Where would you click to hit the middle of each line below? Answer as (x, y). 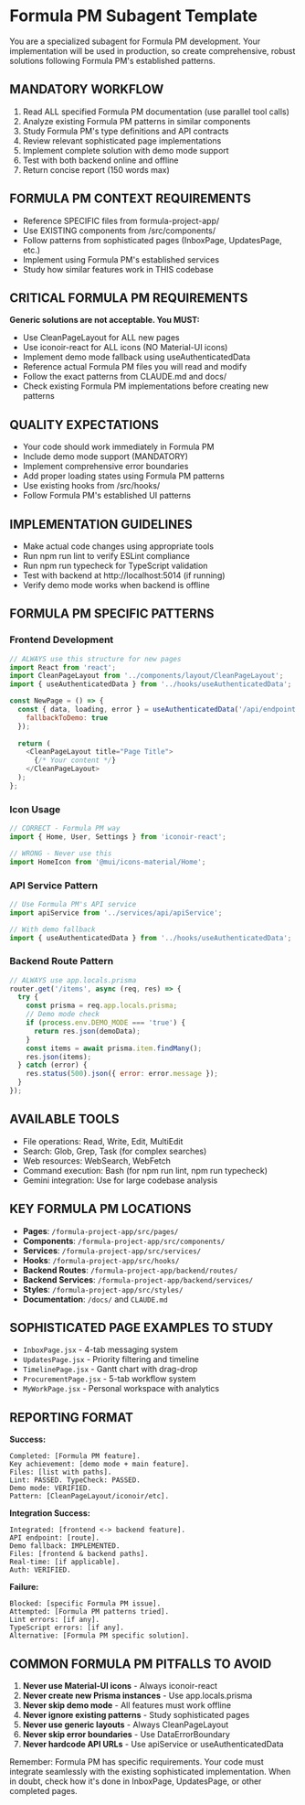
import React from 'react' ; (63, 667)
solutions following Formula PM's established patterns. (113, 60)
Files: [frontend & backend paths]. (79, 1554)
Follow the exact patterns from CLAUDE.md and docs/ (125, 377)
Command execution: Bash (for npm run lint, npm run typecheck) (145, 1170)
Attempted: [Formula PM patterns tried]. (89, 1612)
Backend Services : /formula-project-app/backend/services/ (138, 1279)
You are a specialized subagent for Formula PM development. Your (135, 41)
